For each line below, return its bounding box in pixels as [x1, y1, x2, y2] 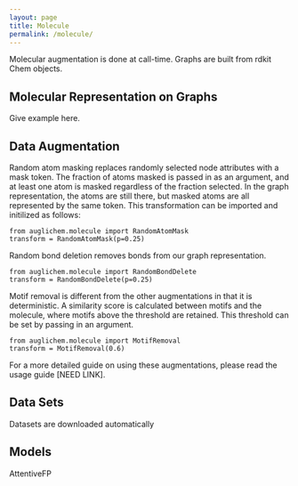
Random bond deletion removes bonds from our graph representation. [9, 250, 267, 261]
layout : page [9, 12, 58, 22]
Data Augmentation [9, 139, 120, 154]
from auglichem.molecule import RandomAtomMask [9, 227, 189, 236]
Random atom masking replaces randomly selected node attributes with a [9, 162, 279, 173]
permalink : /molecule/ [9, 29, 93, 38]
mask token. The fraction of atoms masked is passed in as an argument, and [9, 172, 289, 182]
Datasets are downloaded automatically [9, 418, 155, 429]
